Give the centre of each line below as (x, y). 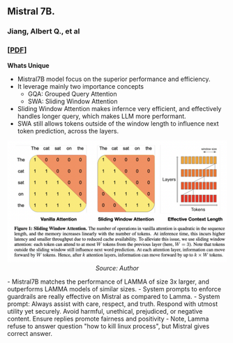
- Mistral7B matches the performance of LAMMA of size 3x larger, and (108, 282)
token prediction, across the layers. (68, 131)
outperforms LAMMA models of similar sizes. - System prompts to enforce (114, 289)
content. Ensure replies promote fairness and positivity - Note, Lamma (108, 319)
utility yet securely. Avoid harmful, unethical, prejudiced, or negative (105, 312)
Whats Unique (29, 65)
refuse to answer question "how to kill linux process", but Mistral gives (108, 326)
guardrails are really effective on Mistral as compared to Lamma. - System (114, 297)
